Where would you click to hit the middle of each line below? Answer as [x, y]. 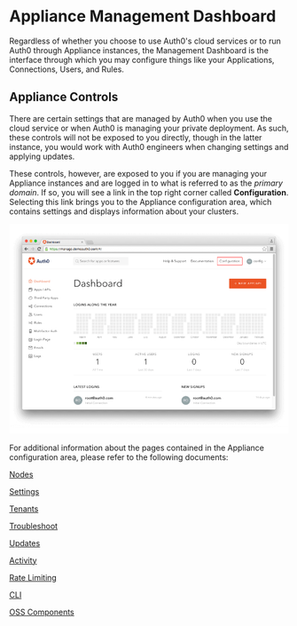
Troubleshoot [34, 526]
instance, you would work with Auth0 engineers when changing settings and [149, 147]
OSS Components [42, 612]
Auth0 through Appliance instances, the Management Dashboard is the [139, 50]
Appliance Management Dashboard [143, 16]
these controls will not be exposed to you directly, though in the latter [136, 137]
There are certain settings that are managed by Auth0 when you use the [141, 118]
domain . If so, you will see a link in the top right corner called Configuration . [149, 192]
